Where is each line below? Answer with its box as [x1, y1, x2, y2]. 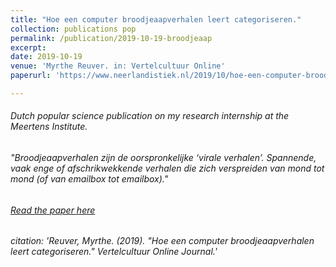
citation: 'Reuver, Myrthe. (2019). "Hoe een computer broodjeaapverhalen [10, 235, 315, 247]
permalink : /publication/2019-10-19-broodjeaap [10, 33, 213, 43]
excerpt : [10, 42, 47, 53]
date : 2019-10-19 [10, 52, 83, 62]
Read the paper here [10, 204, 96, 216]
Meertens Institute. [10, 121, 88, 133]
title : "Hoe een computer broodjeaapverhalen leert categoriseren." [10, 14, 302, 25]
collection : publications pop [10, 24, 137, 34]
